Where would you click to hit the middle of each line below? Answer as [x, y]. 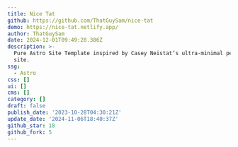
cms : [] [19, 93]
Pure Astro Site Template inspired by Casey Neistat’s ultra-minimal [118, 54]
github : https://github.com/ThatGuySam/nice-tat [80, 20]
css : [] [19, 80]
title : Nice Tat [31, 14]
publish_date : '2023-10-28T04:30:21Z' [64, 112]
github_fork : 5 [30, 132]
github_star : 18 [31, 125]
